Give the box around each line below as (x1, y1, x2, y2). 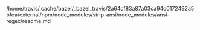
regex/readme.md (6, 18, 51, 24)
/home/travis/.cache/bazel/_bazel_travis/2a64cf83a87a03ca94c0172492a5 (6, 5, 195, 12)
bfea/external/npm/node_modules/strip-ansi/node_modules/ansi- (6, 11, 170, 18)
